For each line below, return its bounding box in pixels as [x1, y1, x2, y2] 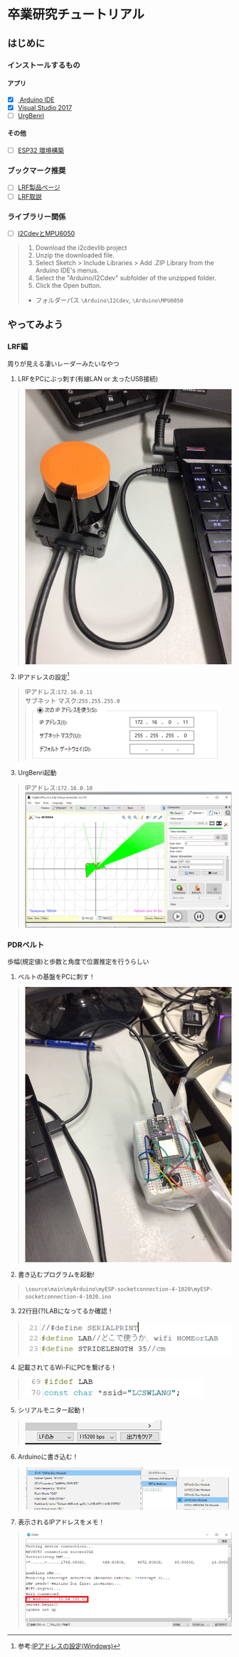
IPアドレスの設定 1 [17, 671, 70, 681]
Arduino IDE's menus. [35, 266, 100, 275]
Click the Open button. [35, 281, 102, 289]
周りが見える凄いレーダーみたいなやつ [7, 359, 119, 368]
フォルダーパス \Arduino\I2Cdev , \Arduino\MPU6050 [35, 296, 184, 304]
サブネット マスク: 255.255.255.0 [24, 696, 120, 705]
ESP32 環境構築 [17, 146, 65, 155]
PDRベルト [7, 939, 45, 949]
